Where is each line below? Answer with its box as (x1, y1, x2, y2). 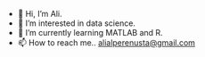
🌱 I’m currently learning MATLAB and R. (17, 28, 163, 37)
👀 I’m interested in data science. (17, 18, 136, 28)
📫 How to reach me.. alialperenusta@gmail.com (17, 37, 196, 48)
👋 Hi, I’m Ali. (17, 9, 62, 19)
